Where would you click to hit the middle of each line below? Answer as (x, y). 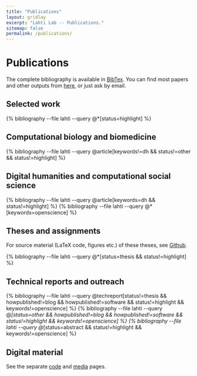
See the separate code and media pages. (56, 366)
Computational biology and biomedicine (81, 137)
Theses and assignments (53, 231)
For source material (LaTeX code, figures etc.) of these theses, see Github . (97, 245)
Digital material (35, 352)
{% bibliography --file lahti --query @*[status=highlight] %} (79, 118)
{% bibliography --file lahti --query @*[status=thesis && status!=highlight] (96, 257)
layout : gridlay (26, 17)
